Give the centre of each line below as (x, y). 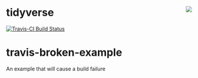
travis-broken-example (64, 52)
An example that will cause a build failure (56, 69)
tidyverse (30, 13)
